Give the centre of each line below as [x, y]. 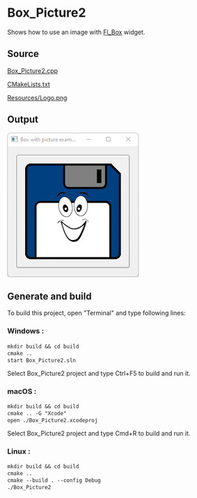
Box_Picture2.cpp [32, 70]
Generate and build [49, 296]
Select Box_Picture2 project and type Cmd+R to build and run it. [99, 433]
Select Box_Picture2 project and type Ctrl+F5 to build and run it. [99, 373]
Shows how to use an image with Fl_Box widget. [76, 32]
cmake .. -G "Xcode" [37, 413]
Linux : [19, 451]
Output [23, 120]
